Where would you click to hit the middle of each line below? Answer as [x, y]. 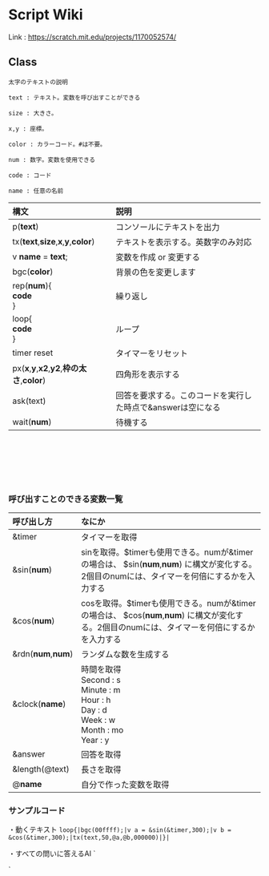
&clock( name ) [39, 704]
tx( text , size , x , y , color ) [54, 241]
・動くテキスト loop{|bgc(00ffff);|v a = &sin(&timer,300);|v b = [120, 830]
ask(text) [29, 401]
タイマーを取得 [109, 537]
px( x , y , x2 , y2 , [38, 368]
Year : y [95, 741]
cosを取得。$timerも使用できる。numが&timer [169, 604]
